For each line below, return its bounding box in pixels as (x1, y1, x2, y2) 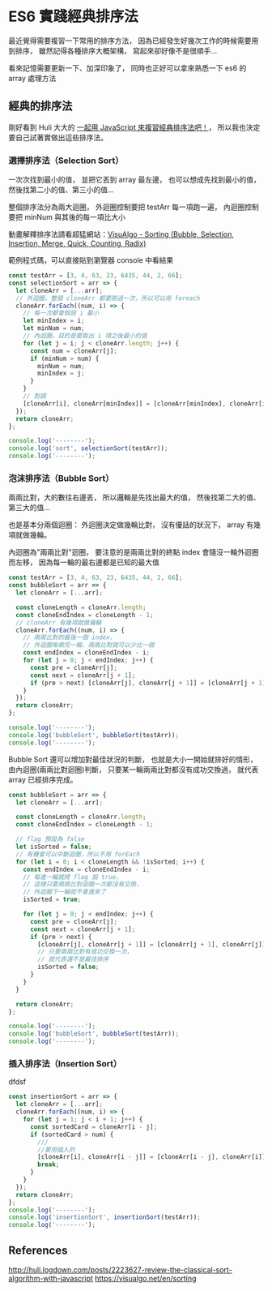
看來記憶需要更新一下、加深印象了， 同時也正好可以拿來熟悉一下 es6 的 (8, 62, 247, 73)
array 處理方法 (8, 73, 57, 83)
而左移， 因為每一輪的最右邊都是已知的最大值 (8, 557, 159, 568)
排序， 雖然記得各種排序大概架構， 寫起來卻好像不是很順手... (15, 45, 217, 55)
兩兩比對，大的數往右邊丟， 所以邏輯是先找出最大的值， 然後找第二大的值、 (8, 492, 261, 503)
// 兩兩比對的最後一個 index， (23, 633, 116, 641)
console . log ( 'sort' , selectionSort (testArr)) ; (8, 444, 168, 452)
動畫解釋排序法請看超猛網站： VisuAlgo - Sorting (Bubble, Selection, (8, 229, 235, 239)
